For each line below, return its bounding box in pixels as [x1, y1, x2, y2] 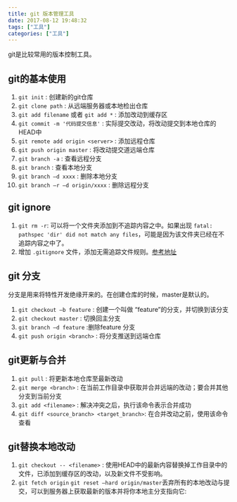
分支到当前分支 [18, 391, 62, 400]
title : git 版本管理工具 [8, 10, 75, 18]
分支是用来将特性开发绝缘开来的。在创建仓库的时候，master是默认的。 [8, 290, 213, 299]
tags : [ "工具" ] [8, 23, 51, 30]
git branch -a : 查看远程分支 [18, 154, 102, 163]
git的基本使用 [8, 73, 66, 84]
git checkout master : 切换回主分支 [18, 314, 121, 322]
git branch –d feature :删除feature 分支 [18, 322, 136, 331]
